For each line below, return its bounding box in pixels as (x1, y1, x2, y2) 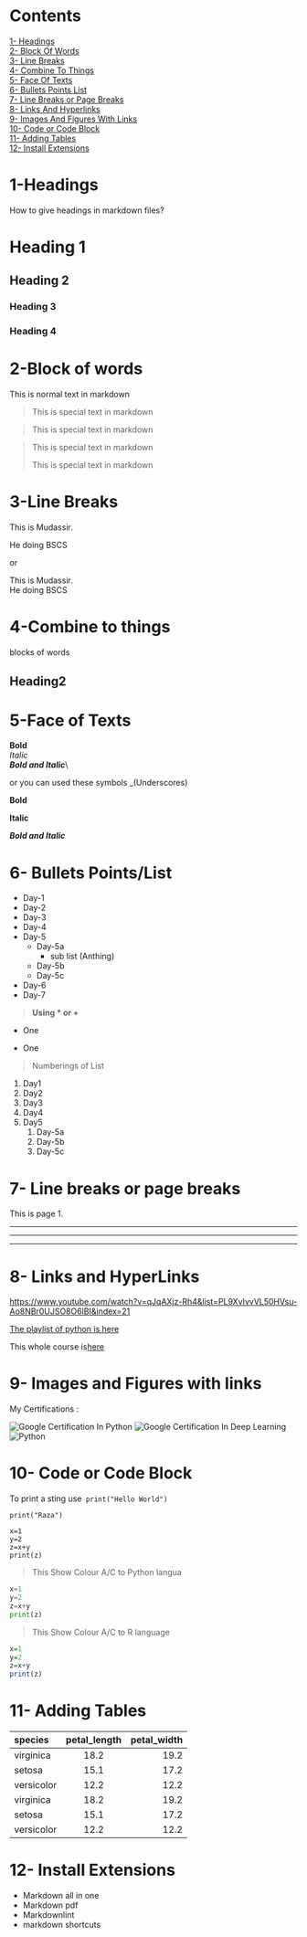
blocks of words (9, 647, 70, 658)
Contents (9, 5, 82, 26)
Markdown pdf (22, 1900, 79, 1911)
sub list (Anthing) (49, 951, 115, 962)
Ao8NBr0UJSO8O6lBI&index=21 (9, 1306, 131, 1317)
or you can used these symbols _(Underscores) (9, 778, 188, 789)
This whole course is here (9, 1341, 105, 1352)
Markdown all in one (22, 1890, 100, 1900)
